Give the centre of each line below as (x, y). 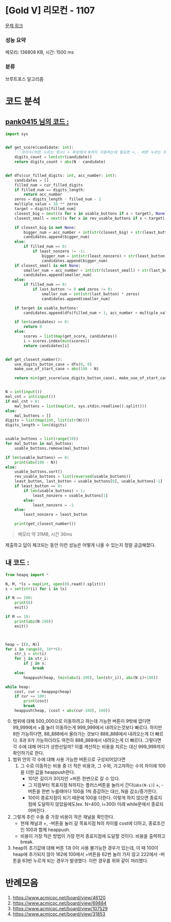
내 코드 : (17, 563)
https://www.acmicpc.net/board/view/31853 (59, 914)
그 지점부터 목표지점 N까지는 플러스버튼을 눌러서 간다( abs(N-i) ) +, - (96, 785)
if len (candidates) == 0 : (42, 322)
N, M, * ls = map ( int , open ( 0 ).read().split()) (55, 584)
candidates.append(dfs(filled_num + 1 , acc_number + (81, 313)
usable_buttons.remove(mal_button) (52, 448)
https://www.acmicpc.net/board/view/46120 (59, 897)
